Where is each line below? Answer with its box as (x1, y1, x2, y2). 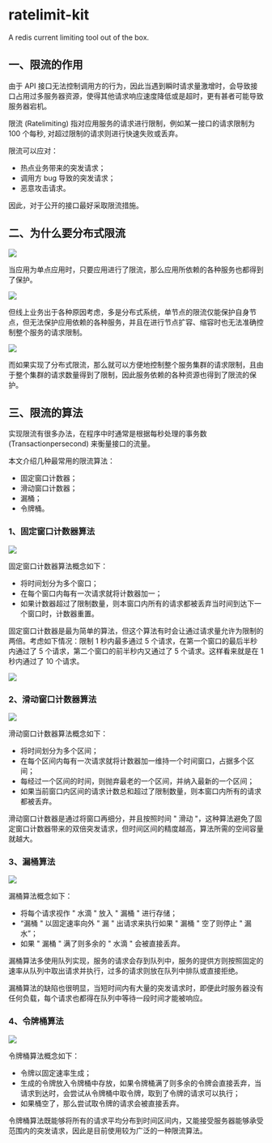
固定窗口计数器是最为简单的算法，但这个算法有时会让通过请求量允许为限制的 (8, 626, 264, 635)
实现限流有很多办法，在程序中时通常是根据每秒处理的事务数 (8, 429, 207, 439)
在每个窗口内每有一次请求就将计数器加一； (19, 588, 163, 598)
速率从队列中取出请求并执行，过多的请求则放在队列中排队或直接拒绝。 (8, 966, 243, 976)
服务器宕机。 (8, 101, 51, 111)
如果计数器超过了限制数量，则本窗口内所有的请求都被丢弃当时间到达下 (19, 598, 255, 608)
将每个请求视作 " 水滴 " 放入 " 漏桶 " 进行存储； (19, 908, 178, 918)
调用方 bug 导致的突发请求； (19, 172, 116, 183)
